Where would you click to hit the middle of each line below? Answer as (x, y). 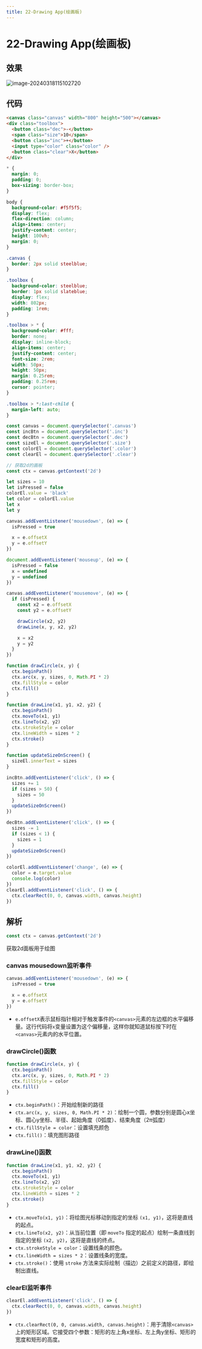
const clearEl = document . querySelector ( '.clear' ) (71, 454)
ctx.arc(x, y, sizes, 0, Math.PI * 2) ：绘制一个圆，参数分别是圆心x (103, 1112)
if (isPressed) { (34, 599)
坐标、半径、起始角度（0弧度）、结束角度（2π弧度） (104, 1120)
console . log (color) (36, 879)
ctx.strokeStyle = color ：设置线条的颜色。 (70, 1248)
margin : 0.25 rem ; (34, 376)
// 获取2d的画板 (24, 465)
